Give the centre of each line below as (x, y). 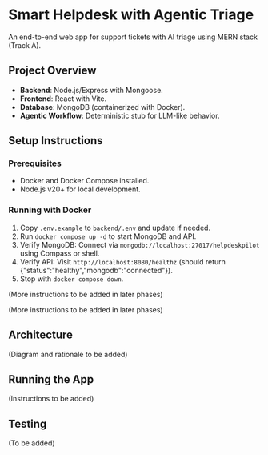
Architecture (41, 335)
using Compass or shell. (60, 253)
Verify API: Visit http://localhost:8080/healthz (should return (123, 261)
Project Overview (52, 71)
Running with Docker (50, 210)
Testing (28, 423)
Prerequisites (35, 163)
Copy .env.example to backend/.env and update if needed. (115, 227)
